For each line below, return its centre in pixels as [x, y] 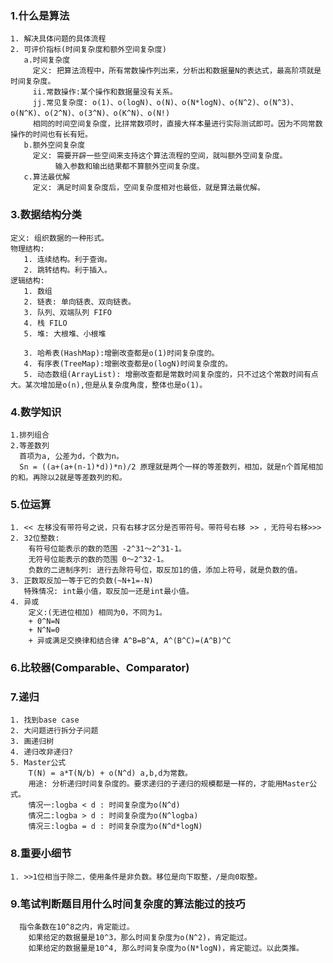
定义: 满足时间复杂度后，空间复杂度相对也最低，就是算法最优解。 [148, 188]
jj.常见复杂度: [60, 103]
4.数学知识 [36, 412]
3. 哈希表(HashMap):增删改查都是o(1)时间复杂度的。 [121, 353]
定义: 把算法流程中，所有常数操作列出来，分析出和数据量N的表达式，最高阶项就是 [177, 71]
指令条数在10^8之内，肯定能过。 [77, 927]
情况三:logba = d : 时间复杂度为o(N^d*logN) [115, 827]
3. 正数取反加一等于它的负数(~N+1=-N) [82, 581]
